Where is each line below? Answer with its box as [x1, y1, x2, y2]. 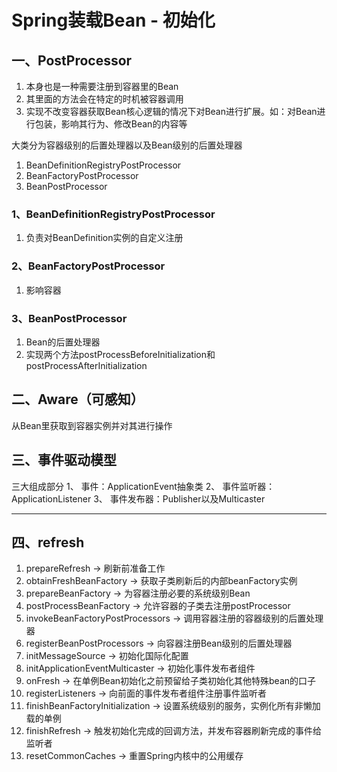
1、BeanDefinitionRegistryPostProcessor [11, 207, 216, 221]
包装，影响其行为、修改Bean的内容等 [34, 118, 188, 130]
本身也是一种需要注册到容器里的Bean [25, 81, 179, 92]
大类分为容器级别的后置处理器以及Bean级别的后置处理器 [11, 139, 243, 151]
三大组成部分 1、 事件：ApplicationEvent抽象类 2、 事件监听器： [11, 480, 276, 492]
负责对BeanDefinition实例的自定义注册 [25, 232, 184, 244]
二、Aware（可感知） [11, 391, 144, 408]
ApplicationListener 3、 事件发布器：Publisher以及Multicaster [11, 492, 266, 505]
